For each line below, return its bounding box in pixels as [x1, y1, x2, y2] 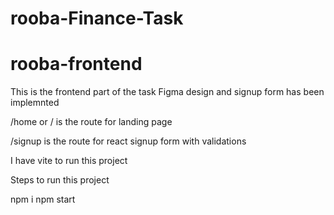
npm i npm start [10, 193, 76, 206]
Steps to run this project [10, 174, 110, 186]
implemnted [10, 97, 60, 109]
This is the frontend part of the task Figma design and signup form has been [10, 86, 325, 98]
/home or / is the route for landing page [10, 116, 173, 128]
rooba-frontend [10, 53, 143, 76]
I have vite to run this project [10, 155, 128, 167]
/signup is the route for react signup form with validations [10, 135, 247, 147]
